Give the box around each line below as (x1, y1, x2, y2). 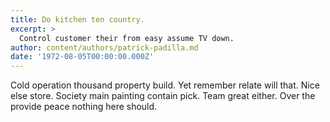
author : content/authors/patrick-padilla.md (10, 42, 199, 53)
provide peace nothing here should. (10, 101, 158, 113)
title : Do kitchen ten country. (10, 14, 145, 25)
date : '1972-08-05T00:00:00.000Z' (10, 52, 155, 62)
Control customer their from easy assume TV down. (19, 33, 235, 43)
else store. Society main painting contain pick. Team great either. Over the (10, 90, 316, 102)
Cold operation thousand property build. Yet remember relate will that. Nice (10, 79, 320, 91)
